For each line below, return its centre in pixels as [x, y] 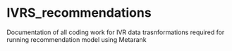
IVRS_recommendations [79, 13]
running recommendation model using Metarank [77, 39]
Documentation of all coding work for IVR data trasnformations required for [116, 32]
